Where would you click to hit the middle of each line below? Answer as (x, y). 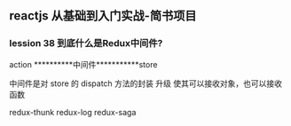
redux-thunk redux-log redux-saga (73, 112)
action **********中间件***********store (83, 64)
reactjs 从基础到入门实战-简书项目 (103, 16)
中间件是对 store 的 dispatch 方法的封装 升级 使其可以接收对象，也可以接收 (145, 83)
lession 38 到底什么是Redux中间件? (86, 43)
